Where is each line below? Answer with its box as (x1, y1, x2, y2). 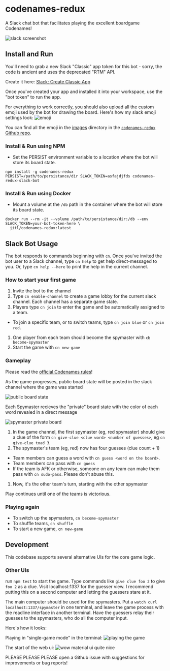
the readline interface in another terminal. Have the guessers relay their (5, 609, 155, 616)
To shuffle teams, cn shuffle (12, 521, 74, 527)
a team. (12, 310, 29, 316)
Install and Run (5, 50, 53, 58)
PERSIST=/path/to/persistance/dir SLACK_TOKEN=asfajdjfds (5, 174, 130, 179)
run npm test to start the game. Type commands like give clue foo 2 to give (5, 578, 165, 585)
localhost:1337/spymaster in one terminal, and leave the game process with (5, 604, 164, 611)
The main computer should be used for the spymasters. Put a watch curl (5, 599, 157, 605)
